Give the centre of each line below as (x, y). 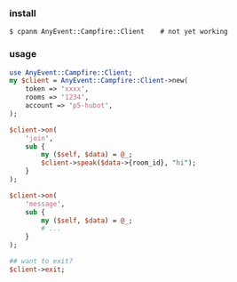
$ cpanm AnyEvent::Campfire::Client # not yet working (118, 32)
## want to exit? (41, 262)
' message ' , (45, 204)
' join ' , (39, 138)
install (23, 13)
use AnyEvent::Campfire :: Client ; (71, 73)
